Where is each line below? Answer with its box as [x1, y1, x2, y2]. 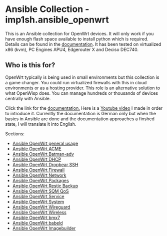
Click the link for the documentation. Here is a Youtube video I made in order [5, 105, 163, 111]
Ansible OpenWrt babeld [12, 220, 63, 226]
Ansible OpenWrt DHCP [12, 156, 61, 162]
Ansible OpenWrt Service [12, 193, 64, 199]
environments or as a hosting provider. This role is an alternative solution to [5, 85, 160, 91]
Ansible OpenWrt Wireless [12, 209, 66, 215]
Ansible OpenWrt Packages [12, 177, 69, 183]
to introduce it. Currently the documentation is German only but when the [5, 110, 156, 116]
